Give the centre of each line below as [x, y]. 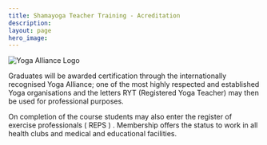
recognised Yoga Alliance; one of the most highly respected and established [134, 84]
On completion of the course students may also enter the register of [120, 117]
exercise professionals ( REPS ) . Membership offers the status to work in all [133, 125]
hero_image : [28, 38]
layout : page [30, 30]
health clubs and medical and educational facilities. [93, 134]
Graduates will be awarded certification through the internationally [118, 76]
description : [30, 23]
